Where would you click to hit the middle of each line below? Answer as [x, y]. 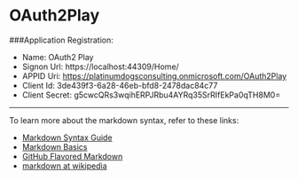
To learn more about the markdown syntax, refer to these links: [124, 120]
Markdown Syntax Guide [67, 137]
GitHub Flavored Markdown [72, 156]
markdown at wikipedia [65, 166]
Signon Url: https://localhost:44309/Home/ [100, 67]
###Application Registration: [61, 40]
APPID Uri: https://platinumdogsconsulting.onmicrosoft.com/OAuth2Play [154, 75]
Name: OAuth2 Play [58, 57]
